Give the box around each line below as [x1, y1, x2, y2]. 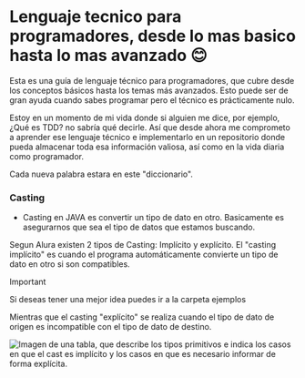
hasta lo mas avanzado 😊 [9, 46, 208, 66]
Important [9, 276, 46, 288]
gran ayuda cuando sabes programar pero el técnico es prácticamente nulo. [9, 94, 295, 106]
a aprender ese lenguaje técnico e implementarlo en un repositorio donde [9, 131, 285, 142]
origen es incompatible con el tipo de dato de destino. [9, 322, 212, 332]
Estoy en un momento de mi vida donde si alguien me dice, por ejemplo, [9, 112, 280, 123]
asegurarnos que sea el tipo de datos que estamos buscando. [22, 221, 256, 233]
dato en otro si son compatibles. [9, 259, 130, 270]
